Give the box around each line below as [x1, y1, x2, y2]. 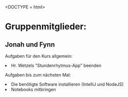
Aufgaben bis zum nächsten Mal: [5, 72, 72, 78]
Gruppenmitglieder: [5, 21, 87, 32]
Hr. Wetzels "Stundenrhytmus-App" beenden [11, 63, 101, 68]
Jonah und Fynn [5, 40, 55, 48]
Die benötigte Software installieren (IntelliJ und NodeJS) [11, 81, 124, 87]
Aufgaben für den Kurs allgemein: [5, 53, 73, 59]
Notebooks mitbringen [11, 87, 56, 92]
